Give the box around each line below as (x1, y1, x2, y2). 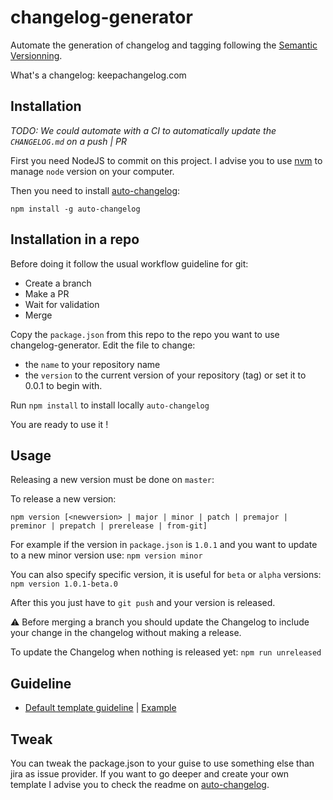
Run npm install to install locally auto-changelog (10, 399, 210, 411)
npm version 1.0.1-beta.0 (10, 579, 118, 590)
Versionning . (10, 49, 63, 61)
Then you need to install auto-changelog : (10, 184, 181, 196)
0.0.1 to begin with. (24, 379, 103, 391)
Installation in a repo (10, 231, 140, 248)
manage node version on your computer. (10, 165, 175, 177)
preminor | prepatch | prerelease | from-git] (10, 521, 208, 531)
